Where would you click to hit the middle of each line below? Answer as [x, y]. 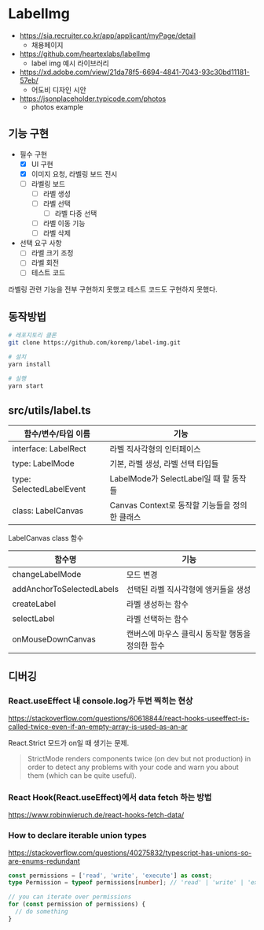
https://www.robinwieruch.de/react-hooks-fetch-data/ [96, 815]
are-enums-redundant [44, 861]
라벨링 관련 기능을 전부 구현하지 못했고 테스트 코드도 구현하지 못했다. [113, 289]
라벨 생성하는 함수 [158, 604]
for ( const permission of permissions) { [77, 904]
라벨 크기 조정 [52, 253]
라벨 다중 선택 [76, 214]
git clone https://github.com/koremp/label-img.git [94, 343]
